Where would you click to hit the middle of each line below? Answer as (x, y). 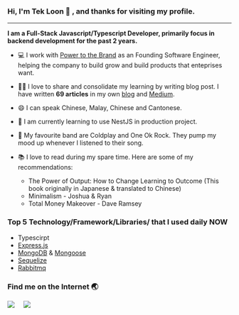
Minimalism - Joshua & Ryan (70, 196)
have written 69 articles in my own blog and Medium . (96, 94)
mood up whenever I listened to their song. (80, 143)
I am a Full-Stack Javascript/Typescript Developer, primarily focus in (111, 33)
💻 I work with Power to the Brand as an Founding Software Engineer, (119, 55)
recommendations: (45, 167)
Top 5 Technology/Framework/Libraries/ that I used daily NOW (118, 222)
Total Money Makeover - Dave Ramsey (85, 204)
